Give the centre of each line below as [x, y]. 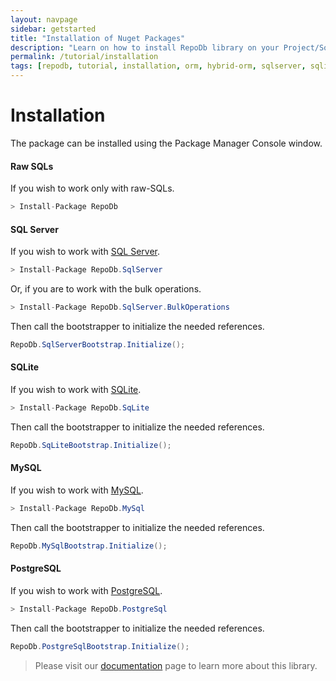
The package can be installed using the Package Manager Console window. [166, 143]
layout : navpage [44, 19]
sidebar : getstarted [53, 29]
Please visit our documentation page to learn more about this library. [176, 665]
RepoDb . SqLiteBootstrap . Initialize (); [91, 445]
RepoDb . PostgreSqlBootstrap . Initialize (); [100, 646]
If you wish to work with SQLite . [76, 390]
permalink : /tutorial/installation [84, 57]
